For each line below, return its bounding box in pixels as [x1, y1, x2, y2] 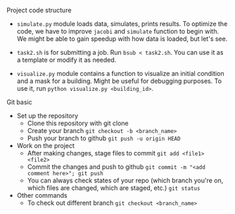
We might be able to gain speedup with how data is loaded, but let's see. [16, 34, 228, 43]
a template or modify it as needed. [16, 56, 117, 64]
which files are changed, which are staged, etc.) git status [27, 184, 201, 192]
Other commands [16, 191, 68, 199]
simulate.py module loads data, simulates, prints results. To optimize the [16, 20, 228, 27]
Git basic [6, 98, 32, 106]
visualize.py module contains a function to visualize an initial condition [16, 70, 224, 77]
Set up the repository [16, 112, 79, 120]
